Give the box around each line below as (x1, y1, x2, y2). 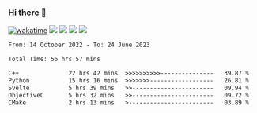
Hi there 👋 (8, 7, 47, 18)
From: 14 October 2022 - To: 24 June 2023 (8, 41, 150, 49)
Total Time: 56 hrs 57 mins (8, 55, 101, 64)
